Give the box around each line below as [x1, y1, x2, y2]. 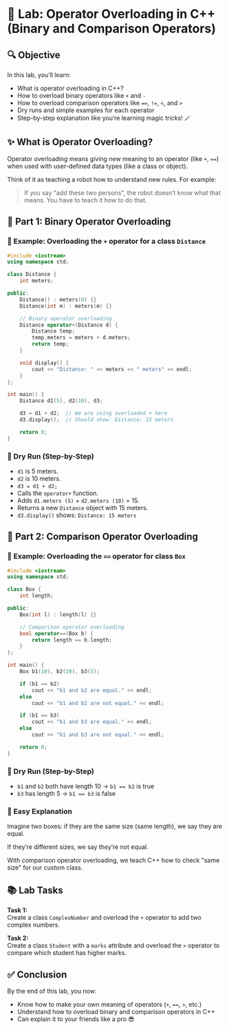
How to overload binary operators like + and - [17, 92, 146, 99]
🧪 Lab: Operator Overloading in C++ [7, 6, 216, 22]
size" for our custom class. [7, 863, 83, 872]
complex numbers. [7, 921, 61, 929]
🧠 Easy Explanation [7, 806, 72, 816]
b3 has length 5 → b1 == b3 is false [17, 790, 116, 798]
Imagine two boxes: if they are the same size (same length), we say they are [7, 822, 222, 830]
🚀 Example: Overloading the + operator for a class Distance [7, 237, 206, 246]
